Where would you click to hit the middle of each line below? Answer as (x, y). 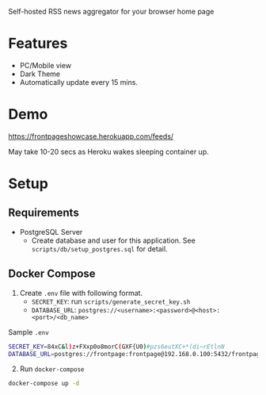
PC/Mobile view (46, 65)
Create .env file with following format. (81, 293)
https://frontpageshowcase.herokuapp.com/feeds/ (91, 136)
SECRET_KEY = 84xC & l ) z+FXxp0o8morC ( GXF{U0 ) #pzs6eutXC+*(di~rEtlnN (116, 347)
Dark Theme (40, 74)
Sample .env (28, 332)
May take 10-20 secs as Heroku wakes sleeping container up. (108, 151)
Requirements (44, 213)
